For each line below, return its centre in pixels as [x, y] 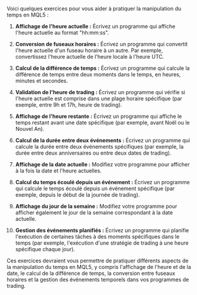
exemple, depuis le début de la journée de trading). [77, 195]
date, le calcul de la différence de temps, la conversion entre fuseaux [91, 273]
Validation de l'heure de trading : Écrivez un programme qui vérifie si [100, 92]
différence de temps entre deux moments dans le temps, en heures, [98, 74]
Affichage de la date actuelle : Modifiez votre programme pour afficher [102, 164]
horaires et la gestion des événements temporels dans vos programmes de [98, 280]
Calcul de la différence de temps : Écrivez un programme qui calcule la [102, 68]
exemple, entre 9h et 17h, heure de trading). [69, 105]
